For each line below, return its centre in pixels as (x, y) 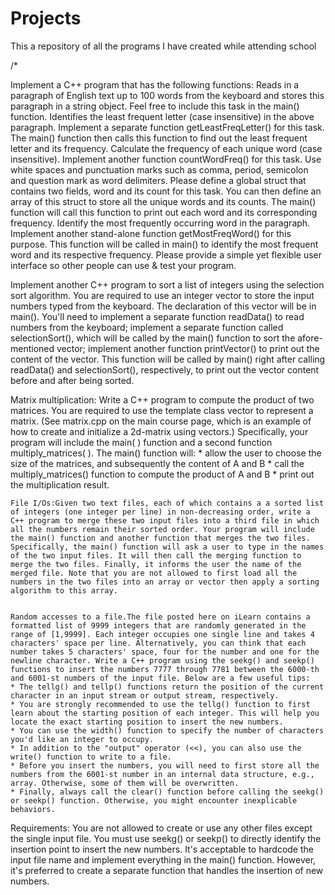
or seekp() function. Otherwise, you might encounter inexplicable (154, 800)
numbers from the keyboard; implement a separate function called (147, 327)
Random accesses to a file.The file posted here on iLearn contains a (160, 617)
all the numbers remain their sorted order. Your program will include (162, 529)
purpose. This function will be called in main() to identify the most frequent (164, 244)
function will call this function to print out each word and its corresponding (164, 212)
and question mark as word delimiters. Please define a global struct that (158, 180)
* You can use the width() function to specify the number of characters (167, 730)
